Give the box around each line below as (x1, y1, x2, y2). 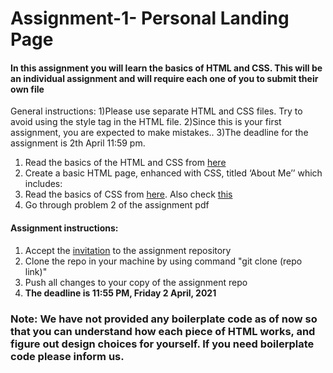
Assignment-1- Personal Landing (10, 7, 290, 30)
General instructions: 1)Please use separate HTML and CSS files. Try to (10, 105, 303, 117)
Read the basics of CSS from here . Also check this (24, 188, 233, 201)
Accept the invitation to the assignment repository (24, 244, 232, 256)
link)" (24, 265, 48, 277)
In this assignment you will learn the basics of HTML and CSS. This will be (10, 62, 323, 74)
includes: (24, 178, 63, 190)
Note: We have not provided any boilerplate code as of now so (10, 312, 318, 326)
